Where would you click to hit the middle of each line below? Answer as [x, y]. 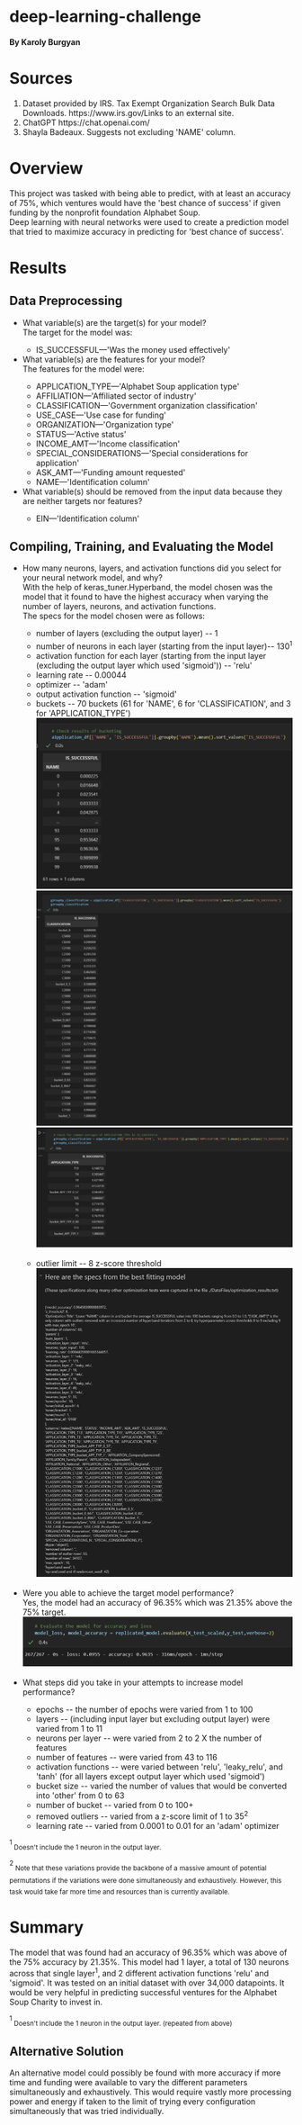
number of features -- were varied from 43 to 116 [126, 1757]
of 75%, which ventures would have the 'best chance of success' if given [145, 203]
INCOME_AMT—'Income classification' [108, 444]
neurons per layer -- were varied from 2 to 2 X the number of [149, 1738]
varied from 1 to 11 [69, 1728]
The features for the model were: [84, 369]
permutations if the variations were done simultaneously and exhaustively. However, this [146, 1880]
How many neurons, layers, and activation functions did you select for [152, 568]
